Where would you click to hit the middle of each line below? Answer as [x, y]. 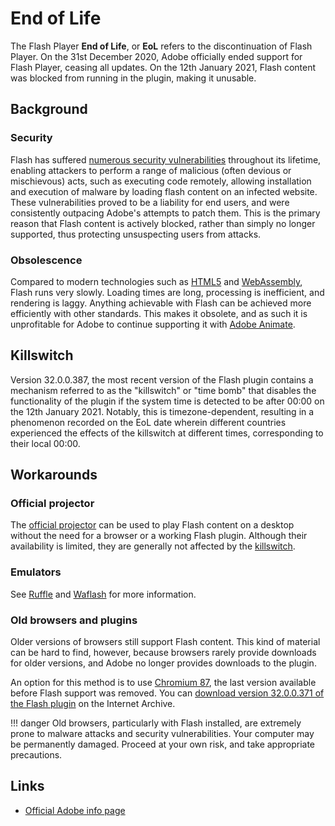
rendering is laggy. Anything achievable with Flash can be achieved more [161, 303]
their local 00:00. [45, 443]
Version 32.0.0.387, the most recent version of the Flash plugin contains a [162, 379]
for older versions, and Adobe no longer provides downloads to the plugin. [163, 663]
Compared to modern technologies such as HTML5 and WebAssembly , [156, 281]
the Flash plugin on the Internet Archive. [93, 704]
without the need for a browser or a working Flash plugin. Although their [159, 536]
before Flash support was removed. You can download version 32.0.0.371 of [167, 693]
